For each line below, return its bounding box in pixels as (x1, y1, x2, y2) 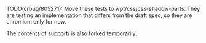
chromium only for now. (6, 18, 66, 25)
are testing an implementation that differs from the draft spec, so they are (6, 12, 192, 19)
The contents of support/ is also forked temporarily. (6, 30, 137, 37)
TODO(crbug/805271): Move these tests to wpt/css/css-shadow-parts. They (6, 5, 200, 12)
